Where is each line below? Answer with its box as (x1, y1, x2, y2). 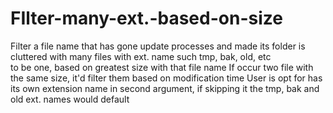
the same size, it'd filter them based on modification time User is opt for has (10, 72, 323, 84)
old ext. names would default (10, 93, 130, 105)
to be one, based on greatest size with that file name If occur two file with (10, 61, 314, 73)
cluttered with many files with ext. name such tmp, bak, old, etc (10, 50, 272, 62)
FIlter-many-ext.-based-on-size (10, 7, 283, 30)
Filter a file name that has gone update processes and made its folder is (10, 40, 306, 52)
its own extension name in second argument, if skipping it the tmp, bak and (10, 82, 320, 94)
